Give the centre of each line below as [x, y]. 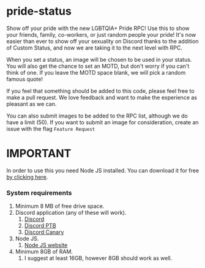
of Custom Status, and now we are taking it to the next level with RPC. [94, 48]
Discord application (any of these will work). [71, 213]
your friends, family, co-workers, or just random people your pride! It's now [101, 34]
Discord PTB [40, 226]
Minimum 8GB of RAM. [44, 251]
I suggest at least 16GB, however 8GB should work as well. [98, 258]
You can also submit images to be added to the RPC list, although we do [97, 116]
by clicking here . [27, 177]
